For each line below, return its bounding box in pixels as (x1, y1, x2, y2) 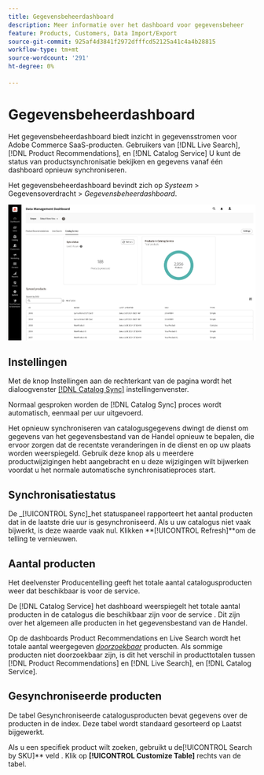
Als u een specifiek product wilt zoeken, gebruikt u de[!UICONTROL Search (8, 742, 253, 751)
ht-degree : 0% (8, 63, 55, 71)
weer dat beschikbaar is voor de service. (8, 586, 141, 596)
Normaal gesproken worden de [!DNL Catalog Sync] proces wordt (8, 400, 222, 409)
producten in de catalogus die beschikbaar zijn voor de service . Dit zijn (8, 610, 240, 619)
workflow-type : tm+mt (8, 46, 79, 54)
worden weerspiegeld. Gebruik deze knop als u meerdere (8, 448, 194, 458)
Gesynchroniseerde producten (8, 689, 163, 703)
